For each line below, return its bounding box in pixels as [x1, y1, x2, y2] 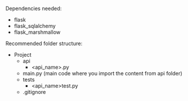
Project [13, 51, 32, 58]
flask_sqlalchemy [13, 23, 56, 29]
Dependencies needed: [5, 5, 62, 12]
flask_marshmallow [13, 29, 61, 36]
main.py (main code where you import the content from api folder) [22, 70, 183, 76]
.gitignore [22, 89, 46, 95]
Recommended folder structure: [5, 40, 83, 47]
